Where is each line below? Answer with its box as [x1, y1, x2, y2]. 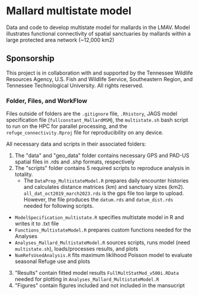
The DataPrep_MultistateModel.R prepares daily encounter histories [23, 177, 189, 184]
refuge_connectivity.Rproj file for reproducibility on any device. [6, 129, 164, 136]
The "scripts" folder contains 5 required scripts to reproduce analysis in [14, 165, 190, 172]
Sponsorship [6, 53, 54, 63]
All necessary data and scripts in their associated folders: [6, 140, 146, 147]
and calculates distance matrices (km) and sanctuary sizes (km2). [23, 184, 185, 191]
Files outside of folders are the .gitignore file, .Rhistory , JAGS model [6, 110, 178, 117]
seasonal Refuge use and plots [14, 258, 91, 265]
